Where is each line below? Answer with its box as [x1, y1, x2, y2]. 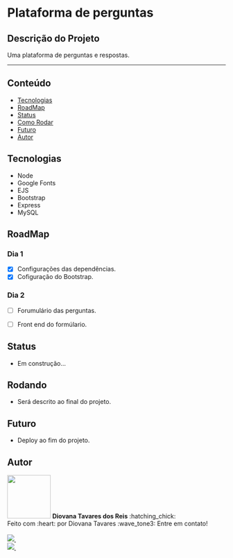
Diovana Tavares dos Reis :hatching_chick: [51, 512, 176, 521]
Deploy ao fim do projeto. [17, 436, 90, 445]
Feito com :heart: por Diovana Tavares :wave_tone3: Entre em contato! [7, 519, 208, 528]
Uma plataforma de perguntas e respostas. [7, 51, 130, 59]
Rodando [7, 380, 47, 391]
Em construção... [17, 359, 67, 367]
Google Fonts [17, 178, 56, 187]
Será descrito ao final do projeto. [17, 398, 112, 406]
